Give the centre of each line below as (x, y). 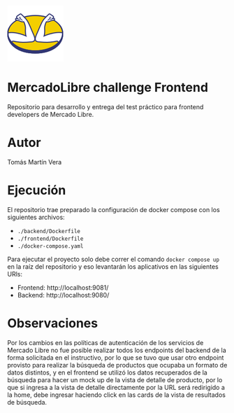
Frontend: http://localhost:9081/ (63, 287)
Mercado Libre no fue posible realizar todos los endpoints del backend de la (117, 350)
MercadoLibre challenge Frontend (108, 88)
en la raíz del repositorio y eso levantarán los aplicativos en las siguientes (113, 266)
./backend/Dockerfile (49, 231)
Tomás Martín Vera (35, 162)
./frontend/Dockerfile (50, 239)
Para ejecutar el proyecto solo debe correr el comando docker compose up (114, 259)
